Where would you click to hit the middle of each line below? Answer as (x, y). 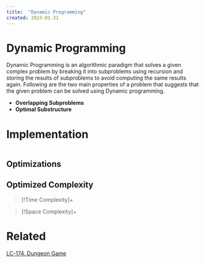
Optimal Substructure (43, 109)
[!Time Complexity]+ (47, 199)
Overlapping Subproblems (50, 103)
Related (26, 236)
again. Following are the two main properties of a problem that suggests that (102, 85)
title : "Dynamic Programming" (46, 12)
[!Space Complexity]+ (49, 212)
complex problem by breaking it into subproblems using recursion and (95, 72)
